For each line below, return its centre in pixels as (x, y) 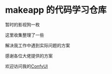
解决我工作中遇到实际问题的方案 (37, 45)
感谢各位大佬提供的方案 (29, 56)
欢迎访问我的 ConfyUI (27, 66)
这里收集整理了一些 (25, 35)
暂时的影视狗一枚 (22, 25)
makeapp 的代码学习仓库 (56, 10)
